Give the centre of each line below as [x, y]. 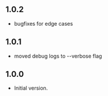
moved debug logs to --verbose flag [58, 56]
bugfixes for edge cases [43, 23]
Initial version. [31, 88]
